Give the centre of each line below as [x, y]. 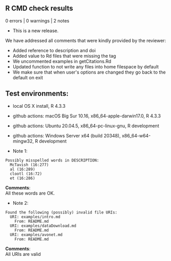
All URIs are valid [23, 254]
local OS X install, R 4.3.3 [39, 106]
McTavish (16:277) [30, 165]
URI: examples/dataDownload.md [43, 226]
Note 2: [20, 203]
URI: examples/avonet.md [36, 234]
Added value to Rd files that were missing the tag [64, 56]
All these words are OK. [30, 193]
